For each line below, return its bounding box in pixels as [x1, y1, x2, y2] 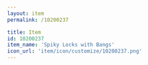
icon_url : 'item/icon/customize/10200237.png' [7, 48, 143, 55]
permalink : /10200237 [7, 16, 69, 23]
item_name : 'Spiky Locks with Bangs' [7, 42, 115, 49]
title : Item [7, 29, 41, 36]
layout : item [7, 10, 45, 17]
